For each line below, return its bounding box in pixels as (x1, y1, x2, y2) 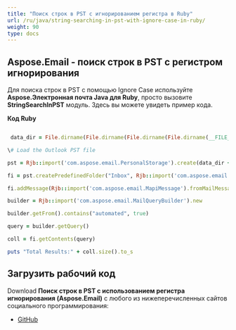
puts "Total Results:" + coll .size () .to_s (7, 248, 133, 255)
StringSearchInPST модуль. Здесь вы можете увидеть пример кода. (7, 101, 213, 109)
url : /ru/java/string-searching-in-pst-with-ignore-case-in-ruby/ (7, 17, 206, 24)
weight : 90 (7, 23, 39, 30)
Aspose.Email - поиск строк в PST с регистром (7, 56, 223, 68)
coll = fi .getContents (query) (7, 236, 96, 243)
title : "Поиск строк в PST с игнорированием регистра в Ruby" (7, 10, 193, 18)
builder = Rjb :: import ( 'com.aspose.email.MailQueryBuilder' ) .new (7, 198, 202, 205)
